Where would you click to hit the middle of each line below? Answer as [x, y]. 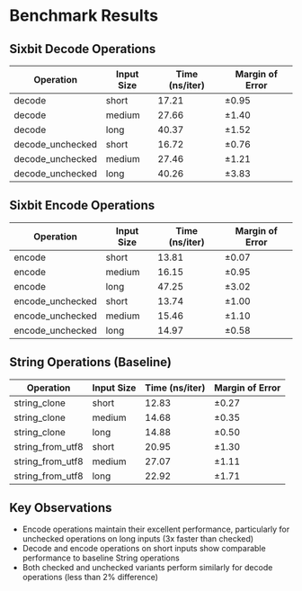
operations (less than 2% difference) [90, 578]
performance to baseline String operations [101, 558]
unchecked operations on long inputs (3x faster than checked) [138, 539]
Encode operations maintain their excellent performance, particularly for [156, 529]
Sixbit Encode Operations [82, 206]
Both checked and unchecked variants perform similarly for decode [147, 568]
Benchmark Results [84, 16]
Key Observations [61, 508]
